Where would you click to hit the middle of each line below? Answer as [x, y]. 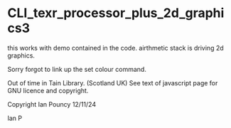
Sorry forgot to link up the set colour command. [77, 69]
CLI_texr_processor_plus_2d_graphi [116, 13]
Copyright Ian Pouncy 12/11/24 [52, 104]
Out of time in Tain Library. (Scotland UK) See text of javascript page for [113, 82]
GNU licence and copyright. [48, 90]
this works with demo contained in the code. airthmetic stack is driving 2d [116, 48]
